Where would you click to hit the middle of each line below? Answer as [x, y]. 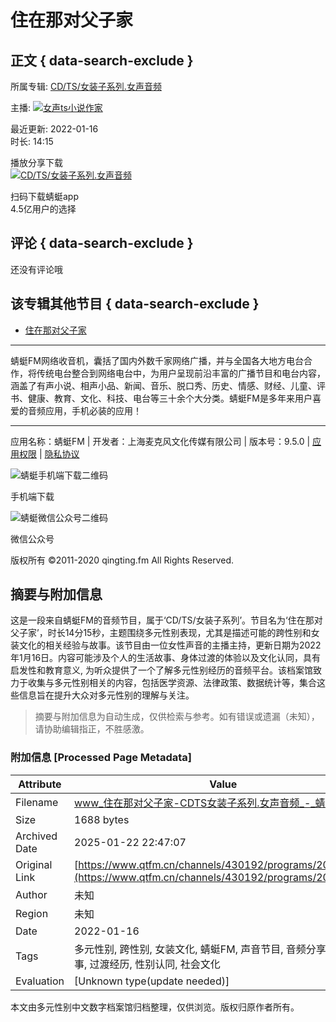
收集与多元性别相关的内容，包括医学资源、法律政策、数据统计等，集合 [172, 683]
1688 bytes [102, 819]
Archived [36, 836]
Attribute [40, 784]
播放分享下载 [36, 162]
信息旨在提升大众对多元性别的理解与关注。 [106, 695]
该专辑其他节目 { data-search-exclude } [135, 304]
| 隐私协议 [59, 453]
